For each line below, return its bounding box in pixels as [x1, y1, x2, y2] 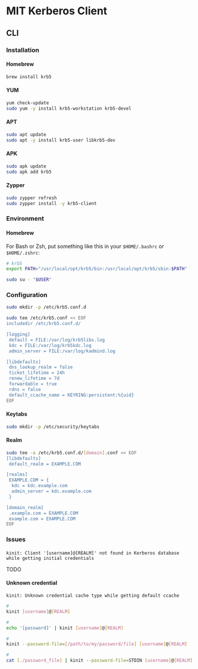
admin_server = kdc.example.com [11, 488, 92, 494]
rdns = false [8, 386, 42, 392]
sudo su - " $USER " [6, 277, 52, 283]
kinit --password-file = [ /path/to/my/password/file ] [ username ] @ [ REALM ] [6, 641, 187, 648]
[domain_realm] [6, 504, 44, 510]
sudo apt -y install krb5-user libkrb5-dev [6, 137, 116, 143]
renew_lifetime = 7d [8, 376, 60, 382]
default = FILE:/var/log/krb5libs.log [8, 337, 105, 343]
